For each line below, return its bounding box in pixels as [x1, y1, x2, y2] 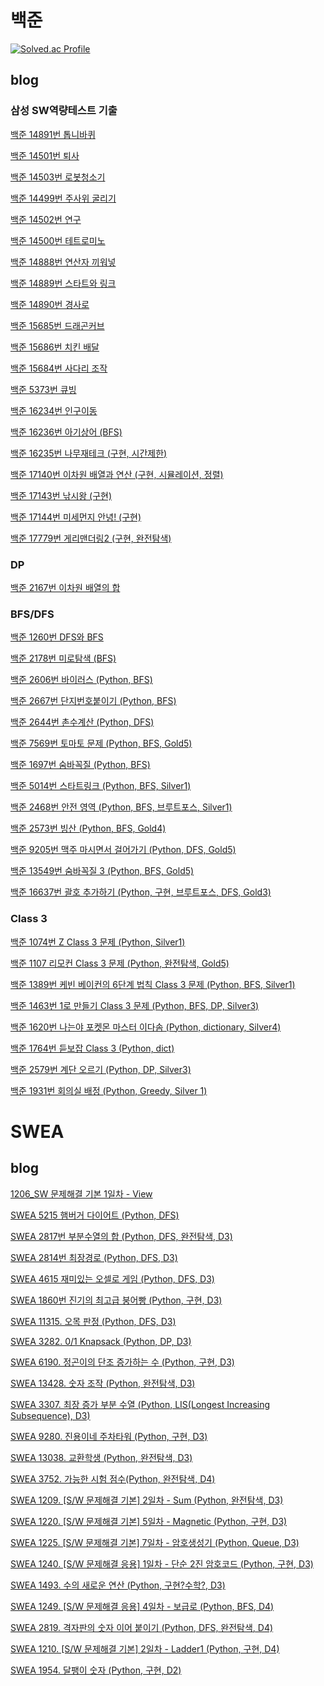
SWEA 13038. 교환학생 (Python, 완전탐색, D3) [10, 1451, 193, 1463]
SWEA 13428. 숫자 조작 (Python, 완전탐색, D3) [10, 1377, 196, 1389]
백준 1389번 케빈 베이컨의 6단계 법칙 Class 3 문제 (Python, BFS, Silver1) [10, 978, 296, 990]
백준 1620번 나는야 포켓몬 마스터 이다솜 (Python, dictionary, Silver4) [10, 1021, 282, 1033]
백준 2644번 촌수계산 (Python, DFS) [10, 716, 155, 728]
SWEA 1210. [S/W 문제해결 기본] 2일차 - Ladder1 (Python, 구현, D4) [10, 1642, 280, 1655]
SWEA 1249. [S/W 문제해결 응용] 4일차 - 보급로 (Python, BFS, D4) [10, 1600, 275, 1612]
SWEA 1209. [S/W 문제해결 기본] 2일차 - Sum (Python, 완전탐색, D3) [10, 1494, 284, 1506]
